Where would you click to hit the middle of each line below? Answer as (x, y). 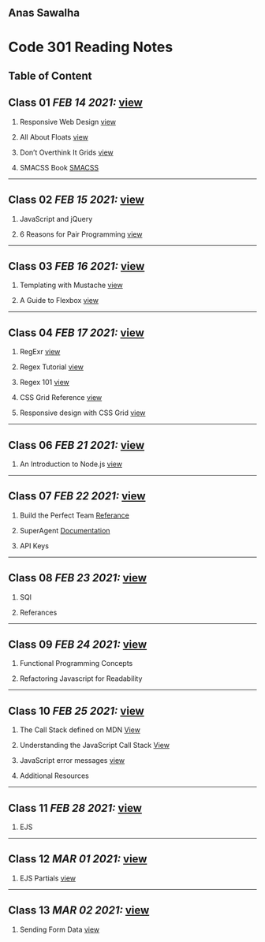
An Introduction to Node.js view (71, 464)
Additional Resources (54, 776)
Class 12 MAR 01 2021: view (78, 859)
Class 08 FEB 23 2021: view (78, 578)
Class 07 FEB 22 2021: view (77, 496)
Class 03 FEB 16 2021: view (77, 266)
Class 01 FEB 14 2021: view (76, 103)
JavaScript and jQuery (56, 219)
